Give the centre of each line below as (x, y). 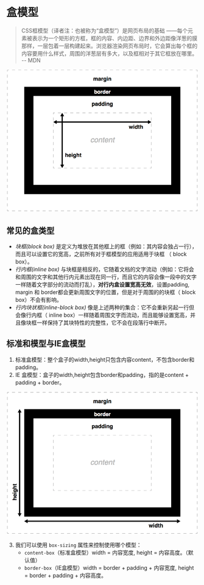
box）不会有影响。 (39, 300)
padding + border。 (40, 382)
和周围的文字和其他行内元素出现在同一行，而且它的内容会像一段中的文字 (106, 277)
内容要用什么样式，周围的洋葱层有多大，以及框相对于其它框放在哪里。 (109, 53)
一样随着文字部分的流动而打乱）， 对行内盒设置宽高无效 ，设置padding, (102, 285)
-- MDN (31, 60)
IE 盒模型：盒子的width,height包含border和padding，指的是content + (102, 375)
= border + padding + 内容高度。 (65, 575)
